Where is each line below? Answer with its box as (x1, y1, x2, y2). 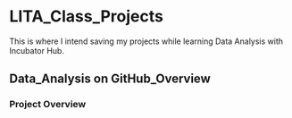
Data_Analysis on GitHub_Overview (9, 72, 212, 87)
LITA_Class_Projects (9, 6, 163, 27)
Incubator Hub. (9, 45, 65, 55)
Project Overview (9, 98, 87, 111)
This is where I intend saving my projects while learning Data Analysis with (9, 36, 284, 46)
